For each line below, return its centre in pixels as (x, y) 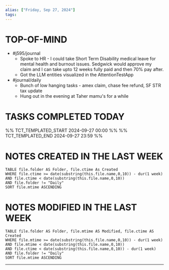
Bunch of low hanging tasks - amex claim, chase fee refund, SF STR (91, 86)
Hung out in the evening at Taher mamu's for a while (74, 96)
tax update (31, 91)
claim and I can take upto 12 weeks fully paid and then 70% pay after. (92, 70)
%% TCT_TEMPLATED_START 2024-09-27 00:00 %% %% (66, 130)
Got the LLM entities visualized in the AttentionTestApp (77, 75)
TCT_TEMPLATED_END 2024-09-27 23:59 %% (54, 136)
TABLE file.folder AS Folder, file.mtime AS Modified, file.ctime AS (80, 231)
